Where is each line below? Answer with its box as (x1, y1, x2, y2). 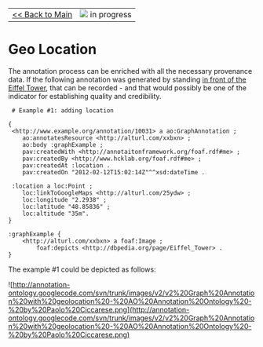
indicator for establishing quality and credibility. (8, 91, 163, 100)
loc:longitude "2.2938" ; (22, 195, 108, 203)
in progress (89, 9, 132, 20)
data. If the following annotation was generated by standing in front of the (8, 75, 247, 84)
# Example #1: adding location (11, 106, 114, 115)
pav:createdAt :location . (22, 161, 111, 170)
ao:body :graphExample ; (22, 141, 104, 148)
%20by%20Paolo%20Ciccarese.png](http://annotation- (8, 305, 190, 314)
